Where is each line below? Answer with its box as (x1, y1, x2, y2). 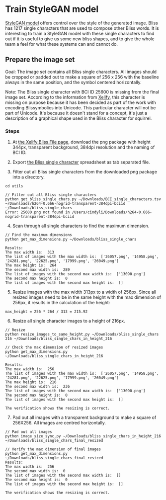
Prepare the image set (5, 56, 75, 64)
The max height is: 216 (5, 380, 57, 385)
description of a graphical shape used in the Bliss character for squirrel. (5, 115, 152, 121)
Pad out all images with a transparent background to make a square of (12, 415, 157, 420)
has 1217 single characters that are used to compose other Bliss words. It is (5, 25, 159, 31)
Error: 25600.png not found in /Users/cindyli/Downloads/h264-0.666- (5, 210, 153, 215)
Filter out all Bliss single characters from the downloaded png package (12, 169, 158, 175)
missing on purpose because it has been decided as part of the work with (5, 99, 157, 105)
